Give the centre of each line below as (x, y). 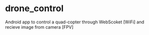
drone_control (34, 9)
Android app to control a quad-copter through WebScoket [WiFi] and (75, 22)
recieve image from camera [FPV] (39, 27)
